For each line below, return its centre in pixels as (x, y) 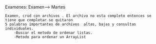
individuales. (19, 29)
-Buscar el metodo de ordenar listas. (53, 33)
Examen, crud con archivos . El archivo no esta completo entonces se (78, 16)
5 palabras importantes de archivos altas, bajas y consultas (71, 24)
